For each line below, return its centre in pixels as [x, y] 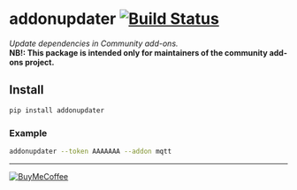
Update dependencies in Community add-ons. [94, 43]
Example [28, 133]
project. [40, 62]
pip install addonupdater [57, 110]
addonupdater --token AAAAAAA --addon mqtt [91, 151]
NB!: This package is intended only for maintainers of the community [138, 52]
